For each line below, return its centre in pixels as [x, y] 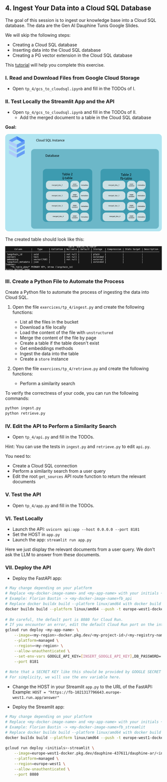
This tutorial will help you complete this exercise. [55, 65]
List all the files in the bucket [49, 322]
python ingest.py [23, 408]
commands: [17, 398]
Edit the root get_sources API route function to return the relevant [79, 476]
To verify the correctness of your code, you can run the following [72, 393]
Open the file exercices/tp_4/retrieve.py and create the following [81, 369]
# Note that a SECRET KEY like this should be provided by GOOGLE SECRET [83, 672]
